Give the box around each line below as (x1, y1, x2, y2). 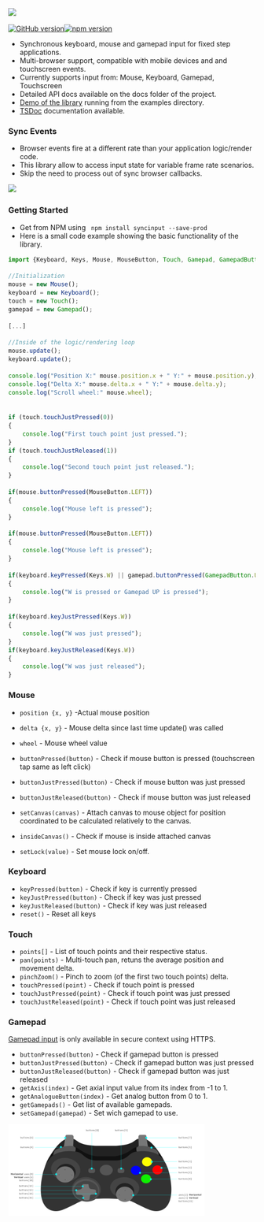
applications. (19, 47, 61, 57)
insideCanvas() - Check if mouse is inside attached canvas (19, 831, 211, 841)
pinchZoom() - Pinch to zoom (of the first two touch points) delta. (19, 972, 229, 982)
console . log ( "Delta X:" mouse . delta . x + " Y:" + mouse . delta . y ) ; (8, 380, 227, 388)
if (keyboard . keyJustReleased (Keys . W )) (8, 646, 135, 654)
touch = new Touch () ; (8, 297, 79, 305)
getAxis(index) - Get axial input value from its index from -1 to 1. (19, 1083, 229, 1093)
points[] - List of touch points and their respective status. (19, 947, 208, 956)
